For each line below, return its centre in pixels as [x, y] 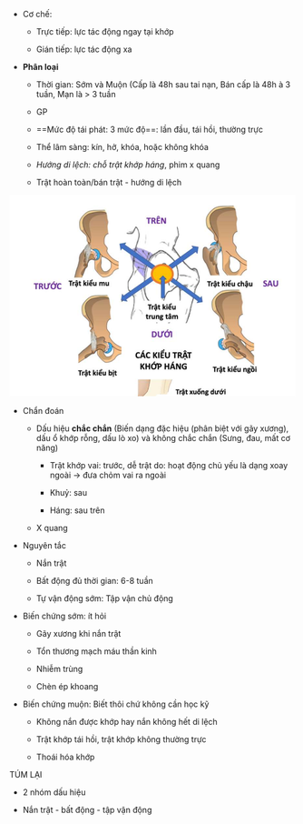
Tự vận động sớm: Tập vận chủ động [105, 598]
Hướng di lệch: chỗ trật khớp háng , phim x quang [128, 165]
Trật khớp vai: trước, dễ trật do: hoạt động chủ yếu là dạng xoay [169, 465]
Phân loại [40, 67]
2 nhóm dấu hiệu [54, 792]
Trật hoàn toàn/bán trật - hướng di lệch [109, 182]
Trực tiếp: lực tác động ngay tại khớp [105, 31]
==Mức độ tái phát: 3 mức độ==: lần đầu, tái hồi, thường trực [150, 129]
